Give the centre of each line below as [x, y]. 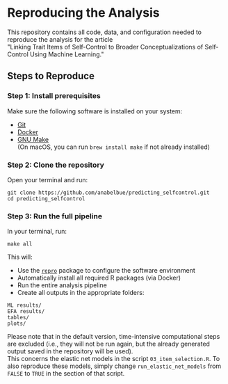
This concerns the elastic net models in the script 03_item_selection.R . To [114, 359]
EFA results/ [26, 312]
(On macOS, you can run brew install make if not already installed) [114, 147]
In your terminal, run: [37, 232]
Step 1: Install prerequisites [54, 96]
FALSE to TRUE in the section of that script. [66, 374]
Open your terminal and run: [48, 179]
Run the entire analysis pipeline [62, 285]
